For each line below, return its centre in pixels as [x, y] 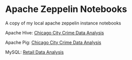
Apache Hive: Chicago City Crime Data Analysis [55, 32]
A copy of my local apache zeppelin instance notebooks [63, 23]
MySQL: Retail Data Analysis [35, 52]
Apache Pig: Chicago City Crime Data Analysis [53, 42]
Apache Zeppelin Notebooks [66, 9]
